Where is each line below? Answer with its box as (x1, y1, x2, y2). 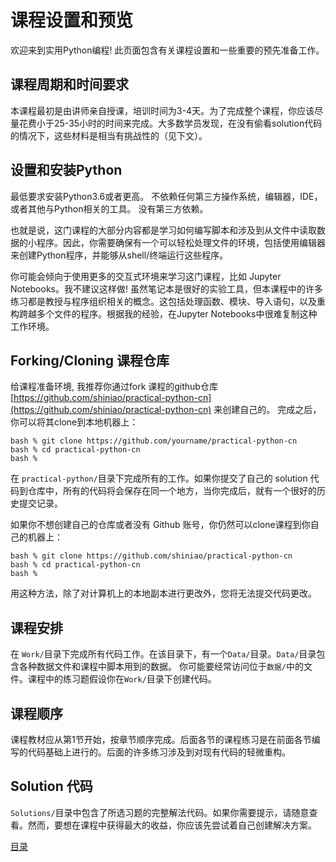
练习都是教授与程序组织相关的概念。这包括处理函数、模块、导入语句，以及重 (10, 295, 326, 307)
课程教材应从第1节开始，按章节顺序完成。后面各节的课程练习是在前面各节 (10, 734, 312, 745)
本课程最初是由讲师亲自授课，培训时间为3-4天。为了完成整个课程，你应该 (10, 104, 315, 116)
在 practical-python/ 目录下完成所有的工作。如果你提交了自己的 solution (10, 472, 308, 485)
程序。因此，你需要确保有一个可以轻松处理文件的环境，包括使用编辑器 (36, 236, 326, 248)
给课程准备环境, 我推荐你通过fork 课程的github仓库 (10, 381, 218, 393)
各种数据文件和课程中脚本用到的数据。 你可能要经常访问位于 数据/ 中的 (18, 661, 304, 673)
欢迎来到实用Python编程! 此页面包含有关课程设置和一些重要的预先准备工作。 (10, 44, 325, 56)
